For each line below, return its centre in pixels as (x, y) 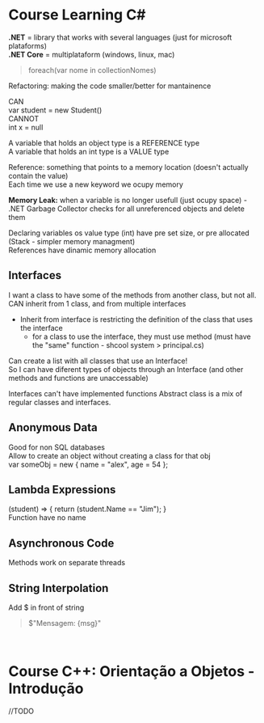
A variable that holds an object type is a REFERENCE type (104, 142)
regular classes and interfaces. (60, 402)
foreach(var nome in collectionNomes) (92, 70)
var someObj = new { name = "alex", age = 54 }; (88, 464)
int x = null (26, 127)
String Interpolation (59, 588)
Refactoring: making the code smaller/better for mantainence (110, 86)
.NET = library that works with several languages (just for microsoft (120, 37)
